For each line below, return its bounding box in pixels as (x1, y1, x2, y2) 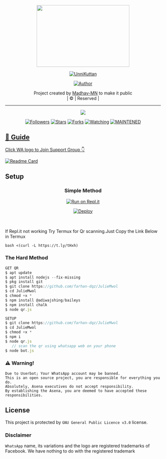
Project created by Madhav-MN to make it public (34, 90, 132, 96)
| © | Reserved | (66, 95, 100, 101)
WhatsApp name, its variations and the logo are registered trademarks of (5, 443, 150, 449)
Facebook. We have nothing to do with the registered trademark (5, 448, 135, 454)
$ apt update (5, 270, 32, 275)
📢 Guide (5, 133, 30, 141)
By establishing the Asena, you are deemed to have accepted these (5, 388, 147, 393)
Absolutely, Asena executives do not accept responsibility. (5, 384, 134, 389)
